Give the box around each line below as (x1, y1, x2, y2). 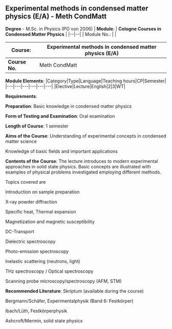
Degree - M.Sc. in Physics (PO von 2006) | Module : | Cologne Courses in (5, 26, 161, 32)
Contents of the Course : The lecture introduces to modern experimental (5, 158, 158, 164)
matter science (5, 138, 37, 144)
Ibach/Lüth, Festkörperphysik (5, 308, 68, 314)
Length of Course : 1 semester (5, 123, 69, 129)
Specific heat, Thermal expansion (5, 208, 76, 214)
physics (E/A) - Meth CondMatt (5, 12, 107, 21)
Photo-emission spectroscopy (5, 248, 69, 254)
